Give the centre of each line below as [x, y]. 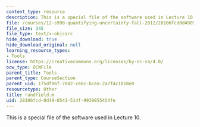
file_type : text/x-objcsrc [40, 34]
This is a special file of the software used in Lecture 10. [74, 117]
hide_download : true [32, 39]
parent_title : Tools [32, 73]
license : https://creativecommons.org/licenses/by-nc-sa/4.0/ [85, 61]
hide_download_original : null [44, 45]
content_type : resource [36, 12]
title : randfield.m [30, 95]
